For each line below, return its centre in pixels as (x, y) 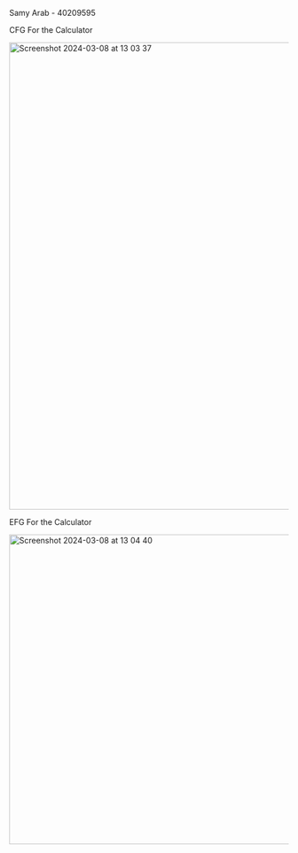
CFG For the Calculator (51, 30)
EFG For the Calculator (51, 522)
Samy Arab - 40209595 (52, 13)
